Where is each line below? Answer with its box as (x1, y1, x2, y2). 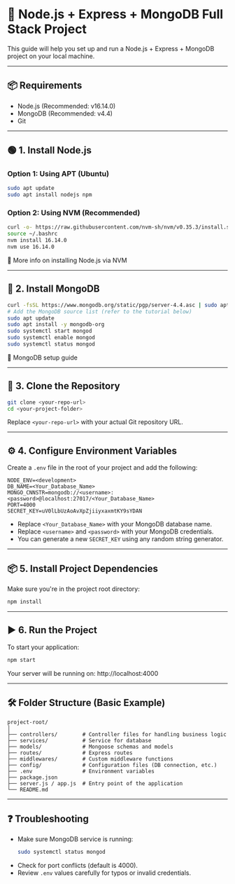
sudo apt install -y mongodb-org (7, 321, 105, 328)
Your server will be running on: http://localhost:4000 (7, 669, 159, 677)
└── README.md (7, 787, 49, 794)
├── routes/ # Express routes (7, 749, 133, 756)
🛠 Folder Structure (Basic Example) (7, 697, 166, 709)
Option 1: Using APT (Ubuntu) (7, 169, 110, 179)
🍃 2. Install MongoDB (7, 283, 100, 295)
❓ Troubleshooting (7, 812, 89, 824)
